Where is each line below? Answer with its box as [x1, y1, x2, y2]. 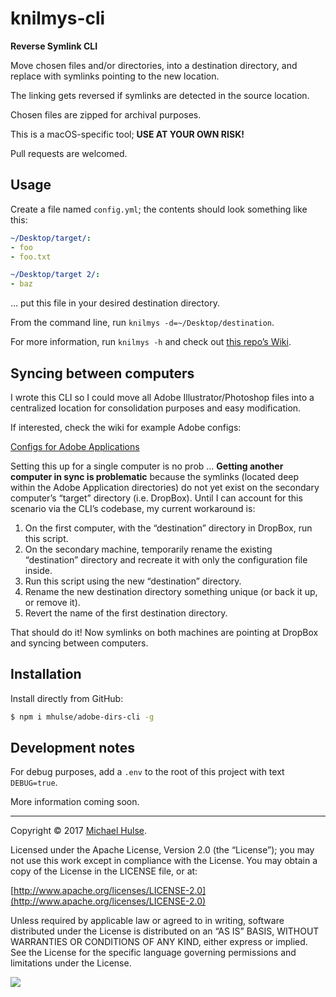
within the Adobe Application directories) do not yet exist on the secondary [10, 481, 320, 493]
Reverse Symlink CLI [10, 40, 98, 52]
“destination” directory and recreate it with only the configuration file [24, 553, 308, 566]
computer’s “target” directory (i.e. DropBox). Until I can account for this [10, 492, 303, 504]
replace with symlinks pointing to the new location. [10, 70, 220, 82]
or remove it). [24, 596, 81, 608]
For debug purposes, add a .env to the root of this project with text [10, 766, 285, 778]
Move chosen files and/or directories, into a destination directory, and [10, 59, 298, 71]
